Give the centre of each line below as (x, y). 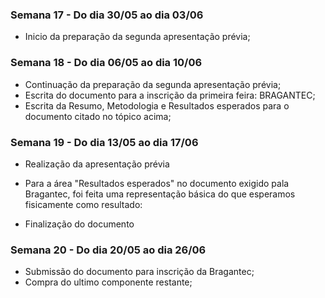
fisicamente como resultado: (83, 204)
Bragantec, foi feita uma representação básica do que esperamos (160, 194)
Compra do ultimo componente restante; (108, 282)
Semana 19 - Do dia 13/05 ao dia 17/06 (104, 142)
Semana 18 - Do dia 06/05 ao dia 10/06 (106, 63)
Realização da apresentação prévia (97, 164)
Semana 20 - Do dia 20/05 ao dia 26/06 (108, 250)
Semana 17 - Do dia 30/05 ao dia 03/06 (107, 15)
